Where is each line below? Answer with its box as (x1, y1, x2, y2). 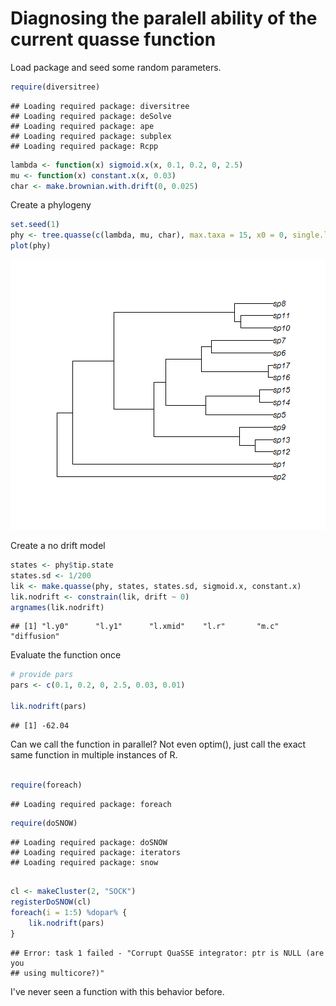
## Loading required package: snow (10, 857, 159, 867)
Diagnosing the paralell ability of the (10, 7, 318, 30)
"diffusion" (10, 632, 60, 642)
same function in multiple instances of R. (10, 748, 178, 761)
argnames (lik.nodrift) (10, 602, 105, 612)
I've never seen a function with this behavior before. (10, 985, 225, 997)
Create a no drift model (10, 540, 106, 552)
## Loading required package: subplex (10, 131, 172, 141)
